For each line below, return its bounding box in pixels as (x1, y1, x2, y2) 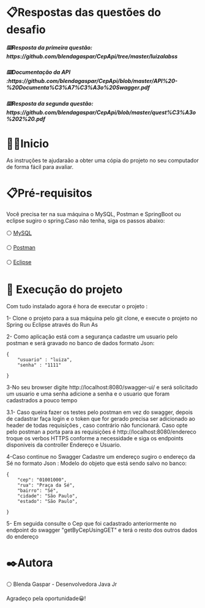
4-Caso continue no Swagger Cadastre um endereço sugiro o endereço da (6, 453, 196, 461)
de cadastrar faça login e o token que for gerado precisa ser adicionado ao (6, 415, 196, 423)
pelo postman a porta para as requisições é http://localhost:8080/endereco (6, 428, 197, 435)
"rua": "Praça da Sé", (17, 482, 75, 489)
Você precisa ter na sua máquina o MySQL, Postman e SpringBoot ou (6, 211, 182, 218)
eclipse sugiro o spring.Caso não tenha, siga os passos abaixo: (6, 217, 165, 225)
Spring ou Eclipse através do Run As (6, 321, 98, 329)
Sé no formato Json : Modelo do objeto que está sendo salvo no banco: (6, 459, 187, 467)
